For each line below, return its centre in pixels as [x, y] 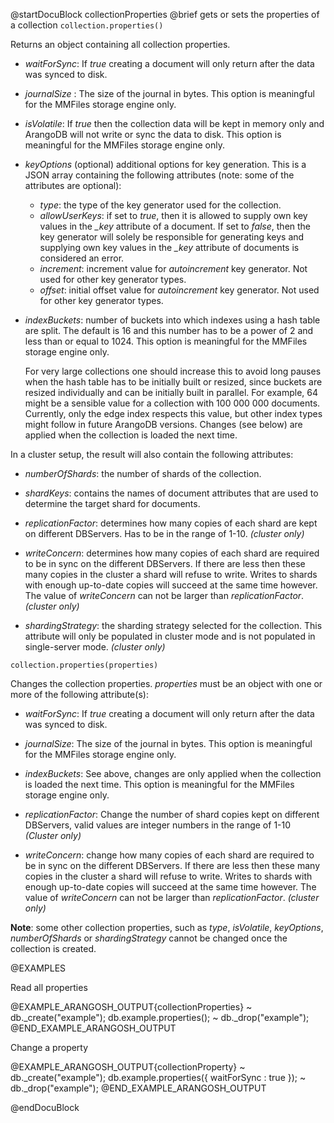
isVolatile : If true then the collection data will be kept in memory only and [174, 123]
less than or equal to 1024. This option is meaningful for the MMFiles [166, 341]
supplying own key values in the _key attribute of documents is [169, 247]
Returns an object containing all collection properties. [120, 44]
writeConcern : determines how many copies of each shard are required [172, 553]
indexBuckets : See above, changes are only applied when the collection [173, 773]
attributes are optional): [73, 185]
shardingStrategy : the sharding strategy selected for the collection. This [173, 625]
